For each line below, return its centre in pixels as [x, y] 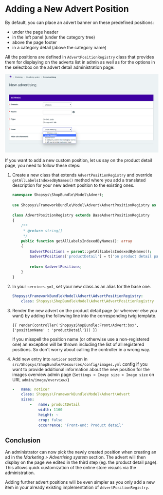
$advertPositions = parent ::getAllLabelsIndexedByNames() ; [91, 251]
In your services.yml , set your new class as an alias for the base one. [81, 286]
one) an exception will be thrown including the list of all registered [78, 344]
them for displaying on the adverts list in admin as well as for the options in [80, 62]
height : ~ [48, 415]
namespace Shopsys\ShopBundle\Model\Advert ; [58, 195]
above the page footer [34, 42]
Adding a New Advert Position [67, 9]
